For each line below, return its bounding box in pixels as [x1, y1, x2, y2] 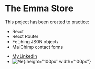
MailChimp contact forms [12, 44, 63, 50]
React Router [12, 34, 38, 39]
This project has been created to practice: [5, 19, 89, 25]
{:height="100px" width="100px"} [23, 58, 91, 64]
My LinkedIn [12, 53, 38, 59]
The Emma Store [5, 3, 74, 14]
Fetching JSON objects [12, 38, 59, 44]
